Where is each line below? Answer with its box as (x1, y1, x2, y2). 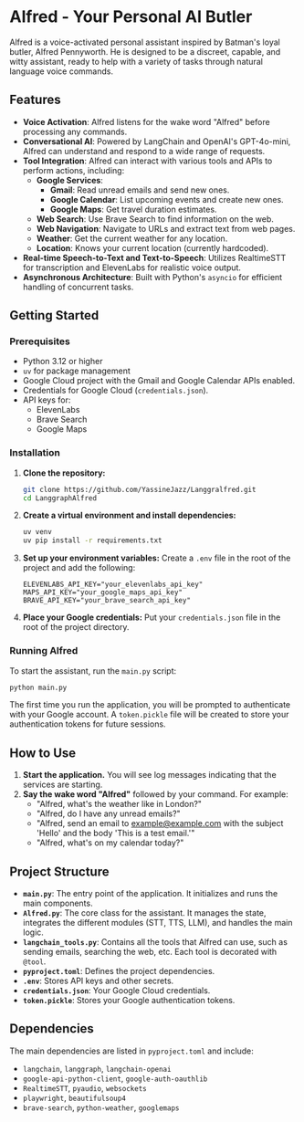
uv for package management (22, 365, 131, 376)
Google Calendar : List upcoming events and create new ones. (49, 194, 285, 204)
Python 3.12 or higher (22, 356, 103, 367)
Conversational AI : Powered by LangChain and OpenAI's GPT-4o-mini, (22, 135, 291, 147)
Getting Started (9, 308, 100, 323)
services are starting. (22, 779, 103, 791)
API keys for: (22, 394, 71, 405)
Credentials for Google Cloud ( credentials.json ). (22, 385, 209, 396)
